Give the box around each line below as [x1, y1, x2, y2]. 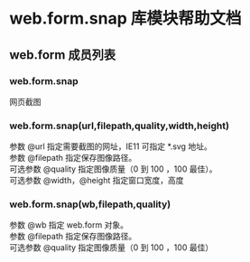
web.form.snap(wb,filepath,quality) [9, 198, 171, 211]
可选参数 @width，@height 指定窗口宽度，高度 [9, 175, 184, 186]
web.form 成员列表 [9, 47, 116, 62]
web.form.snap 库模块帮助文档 [9, 8, 242, 29]
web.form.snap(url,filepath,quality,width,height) [9, 119, 230, 132]
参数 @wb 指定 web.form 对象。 [9, 220, 129, 230]
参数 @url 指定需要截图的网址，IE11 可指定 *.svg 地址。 [9, 141, 212, 152]
